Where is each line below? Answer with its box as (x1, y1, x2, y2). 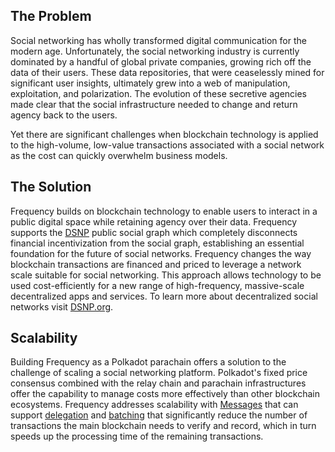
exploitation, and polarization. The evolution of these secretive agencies (10, 87, 308, 99)
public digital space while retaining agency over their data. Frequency (10, 215, 298, 228)
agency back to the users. (10, 109, 118, 121)
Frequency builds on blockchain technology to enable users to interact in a (10, 205, 318, 217)
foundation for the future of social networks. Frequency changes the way (10, 247, 312, 259)
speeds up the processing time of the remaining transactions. (10, 430, 264, 443)
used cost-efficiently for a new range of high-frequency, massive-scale (10, 279, 305, 291)
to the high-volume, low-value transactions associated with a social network (10, 139, 325, 151)
